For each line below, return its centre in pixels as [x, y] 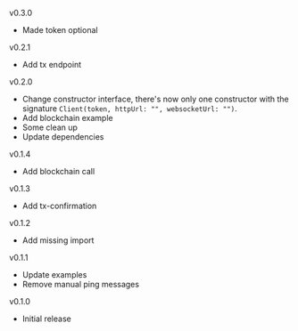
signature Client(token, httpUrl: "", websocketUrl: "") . [130, 109]
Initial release [46, 319]
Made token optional [60, 30]
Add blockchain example [67, 118]
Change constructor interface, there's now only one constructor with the [155, 99]
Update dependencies [63, 137]
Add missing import [58, 240]
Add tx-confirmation [59, 206]
